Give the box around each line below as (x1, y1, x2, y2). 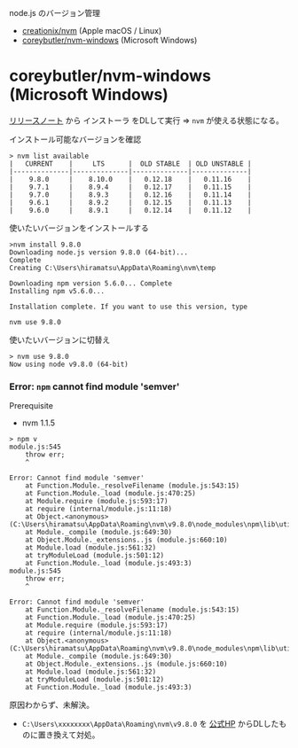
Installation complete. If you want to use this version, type (9, 302, 248, 311)
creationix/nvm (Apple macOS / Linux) (21, 26, 162, 35)
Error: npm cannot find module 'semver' (9, 380, 180, 393)
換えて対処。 (52, 729, 100, 740)
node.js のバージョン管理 (9, 8, 100, 18)
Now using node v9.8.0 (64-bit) (9, 360, 129, 369)
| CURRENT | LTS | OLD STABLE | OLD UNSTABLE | (9, 159, 252, 168)
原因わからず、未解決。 (9, 699, 95, 711)
